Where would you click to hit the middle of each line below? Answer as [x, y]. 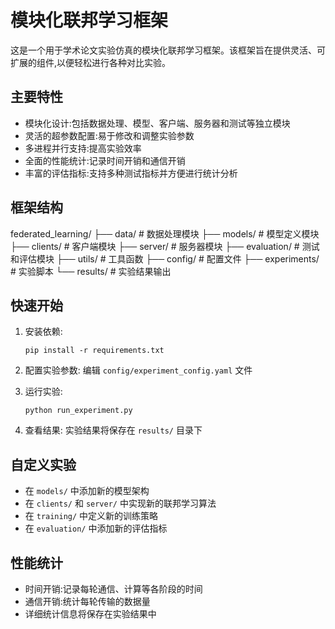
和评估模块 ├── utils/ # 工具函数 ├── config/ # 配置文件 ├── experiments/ [165, 258]
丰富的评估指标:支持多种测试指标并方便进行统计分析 [131, 173]
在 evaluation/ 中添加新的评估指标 [96, 528]
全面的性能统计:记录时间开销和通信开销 [105, 160]
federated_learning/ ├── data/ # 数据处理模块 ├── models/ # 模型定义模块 [165, 233]
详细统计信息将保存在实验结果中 [90, 614]
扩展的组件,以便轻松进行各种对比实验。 [91, 62]
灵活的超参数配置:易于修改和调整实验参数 [109, 135]
